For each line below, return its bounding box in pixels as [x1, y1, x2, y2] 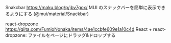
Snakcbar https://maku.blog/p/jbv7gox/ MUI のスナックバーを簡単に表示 [5, 5, 157, 10]
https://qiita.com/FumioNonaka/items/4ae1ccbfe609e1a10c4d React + [5, 26, 152, 32]
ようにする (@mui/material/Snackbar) [9, 11, 89, 17]
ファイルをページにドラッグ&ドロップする [28, 32, 116, 38]
